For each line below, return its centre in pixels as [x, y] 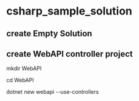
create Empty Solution [49, 34]
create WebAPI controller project [69, 54]
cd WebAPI [20, 80]
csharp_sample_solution [69, 11]
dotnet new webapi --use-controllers [53, 92]
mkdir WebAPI [24, 68]
